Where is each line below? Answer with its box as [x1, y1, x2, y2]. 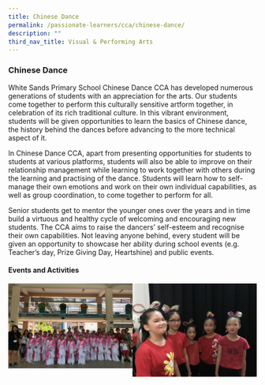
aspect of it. [8, 133, 47, 142]
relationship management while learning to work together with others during [8, 165, 256, 174]
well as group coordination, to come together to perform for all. [8, 190, 213, 200]
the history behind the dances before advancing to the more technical [8, 125, 235, 134]
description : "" [8, 29, 62, 37]
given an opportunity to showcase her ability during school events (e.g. [8, 239, 240, 249]
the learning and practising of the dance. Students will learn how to [8, 174, 226, 183]
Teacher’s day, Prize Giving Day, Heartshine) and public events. [8, 247, 215, 256]
